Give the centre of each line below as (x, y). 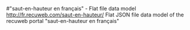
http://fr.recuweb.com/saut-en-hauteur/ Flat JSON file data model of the (95, 15)
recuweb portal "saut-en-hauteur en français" (63, 21)
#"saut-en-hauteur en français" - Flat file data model (71, 9)
